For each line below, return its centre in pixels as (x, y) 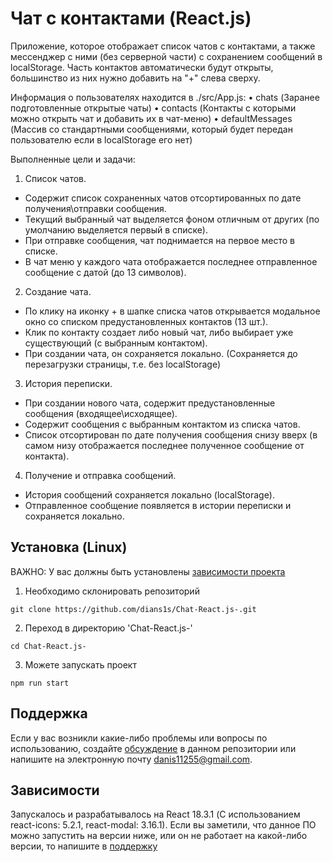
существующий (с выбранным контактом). (116, 343)
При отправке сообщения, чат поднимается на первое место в (160, 240)
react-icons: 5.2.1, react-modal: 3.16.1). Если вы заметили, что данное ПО (163, 825)
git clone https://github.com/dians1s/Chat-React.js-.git (133, 609)
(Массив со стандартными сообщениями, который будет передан (151, 129)
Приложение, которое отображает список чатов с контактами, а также (163, 46)
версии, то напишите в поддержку (84, 846)
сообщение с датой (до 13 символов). (105, 272)
